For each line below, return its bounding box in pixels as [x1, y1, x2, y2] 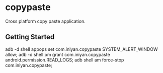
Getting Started [5, 33, 55, 41]
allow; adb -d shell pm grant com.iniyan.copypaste [5, 51, 110, 57]
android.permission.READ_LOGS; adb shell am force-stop [5, 57, 124, 63]
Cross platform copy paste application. [5, 18, 86, 24]
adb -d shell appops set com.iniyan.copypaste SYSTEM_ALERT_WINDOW [5, 46, 158, 52]
